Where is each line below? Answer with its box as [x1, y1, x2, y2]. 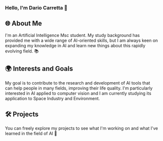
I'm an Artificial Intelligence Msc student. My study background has [5, 32, 140, 38]
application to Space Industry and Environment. [5, 95, 100, 101]
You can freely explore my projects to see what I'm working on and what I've [5, 125, 158, 131]
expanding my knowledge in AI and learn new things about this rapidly [5, 42, 146, 48]
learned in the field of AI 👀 [5, 131, 57, 137]
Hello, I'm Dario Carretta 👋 [5, 4, 68, 11]
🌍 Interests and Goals [5, 65, 73, 73]
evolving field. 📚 [5, 48, 39, 54]
